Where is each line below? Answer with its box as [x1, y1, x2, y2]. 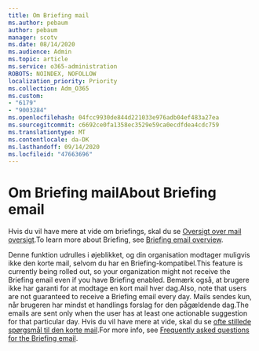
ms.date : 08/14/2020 [8, 41, 76, 49]
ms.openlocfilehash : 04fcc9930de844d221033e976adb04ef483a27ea [8, 114, 220, 122]
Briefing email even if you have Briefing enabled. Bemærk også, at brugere [8, 276, 250, 285]
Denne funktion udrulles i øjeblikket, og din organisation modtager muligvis [8, 250, 250, 260]
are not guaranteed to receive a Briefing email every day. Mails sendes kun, [8, 292, 253, 302]
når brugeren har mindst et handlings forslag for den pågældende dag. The [8, 300, 250, 310]
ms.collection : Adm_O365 [8, 84, 89, 93]
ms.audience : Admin [8, 48, 72, 56]
